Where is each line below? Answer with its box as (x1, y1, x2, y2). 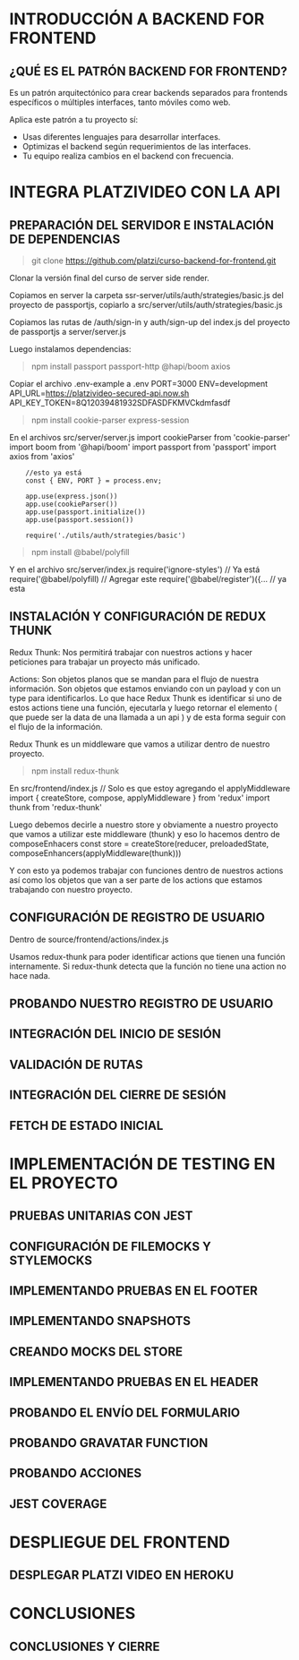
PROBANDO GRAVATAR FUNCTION (9, 1435, 209, 1450)
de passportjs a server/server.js (9, 327, 127, 337)
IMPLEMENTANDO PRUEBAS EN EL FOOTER (9, 1283, 258, 1298)
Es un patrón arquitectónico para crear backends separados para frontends (9, 88, 288, 98)
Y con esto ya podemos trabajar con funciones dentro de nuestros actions (9, 865, 284, 876)
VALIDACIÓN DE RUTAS (9, 1057, 143, 1072)
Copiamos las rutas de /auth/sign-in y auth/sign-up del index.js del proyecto (9, 317, 291, 327)
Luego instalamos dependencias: (9, 344, 132, 354)
